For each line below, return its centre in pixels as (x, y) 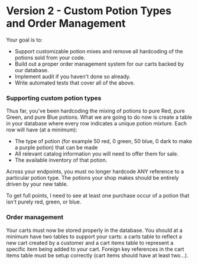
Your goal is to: (25, 40)
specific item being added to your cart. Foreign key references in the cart (95, 249)
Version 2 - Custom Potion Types (89, 11)
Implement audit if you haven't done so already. (73, 76)
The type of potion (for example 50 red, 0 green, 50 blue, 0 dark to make (103, 141)
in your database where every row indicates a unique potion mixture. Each (97, 124)
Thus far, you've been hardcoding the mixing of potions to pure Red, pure (95, 111)
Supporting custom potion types (54, 98)
